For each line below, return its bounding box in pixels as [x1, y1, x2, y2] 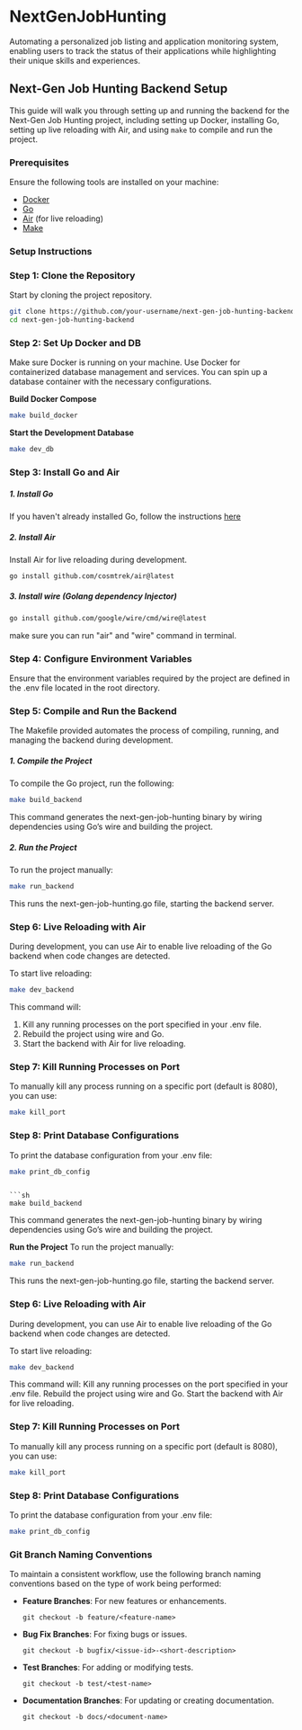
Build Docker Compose [9, 394, 97, 405]
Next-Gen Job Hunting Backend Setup [9, 81, 228, 96]
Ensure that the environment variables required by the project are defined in [9, 673, 290, 683]
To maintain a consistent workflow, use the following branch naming [9, 1569, 262, 1580]
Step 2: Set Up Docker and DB [9, 336, 141, 349]
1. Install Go [9, 488, 54, 499]
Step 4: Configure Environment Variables [9, 652, 193, 664]
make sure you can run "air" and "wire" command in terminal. [9, 629, 237, 640]
